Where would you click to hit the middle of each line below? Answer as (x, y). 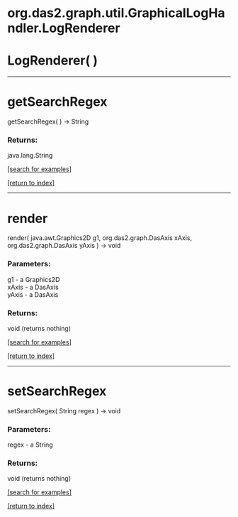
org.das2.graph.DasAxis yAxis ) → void (64, 246)
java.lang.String (30, 156)
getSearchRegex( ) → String (48, 121)
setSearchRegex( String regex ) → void (64, 410)
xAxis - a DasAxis (33, 287)
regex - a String (30, 445)
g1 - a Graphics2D (34, 279)
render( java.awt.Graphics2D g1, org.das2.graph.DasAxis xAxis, (100, 238)
